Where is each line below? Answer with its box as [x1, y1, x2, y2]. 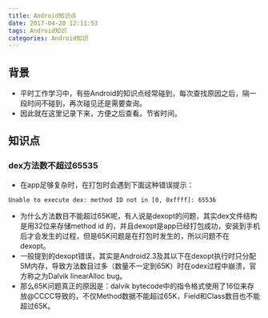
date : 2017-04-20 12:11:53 [8, 19, 98, 27]
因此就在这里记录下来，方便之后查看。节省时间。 [19, 109, 182, 119]
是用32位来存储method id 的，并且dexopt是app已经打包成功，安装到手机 [19, 221, 261, 231]
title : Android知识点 [8, 11, 77, 20]
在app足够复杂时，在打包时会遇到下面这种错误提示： [19, 179, 194, 189]
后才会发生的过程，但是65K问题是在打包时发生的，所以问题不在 [19, 231, 230, 240]
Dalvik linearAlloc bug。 [47, 271, 127, 280]
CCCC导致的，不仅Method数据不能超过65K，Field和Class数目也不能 [34, 291, 261, 300]
